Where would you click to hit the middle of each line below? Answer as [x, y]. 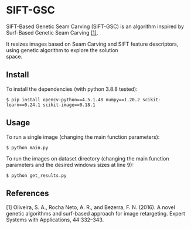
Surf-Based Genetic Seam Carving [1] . [52, 32]
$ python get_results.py [36, 175]
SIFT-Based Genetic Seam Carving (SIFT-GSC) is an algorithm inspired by [95, 26]
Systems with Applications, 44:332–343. [55, 220]
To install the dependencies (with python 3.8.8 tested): [72, 89]
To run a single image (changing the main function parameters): [83, 137]
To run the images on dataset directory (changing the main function [88, 158]
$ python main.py [27, 148]
